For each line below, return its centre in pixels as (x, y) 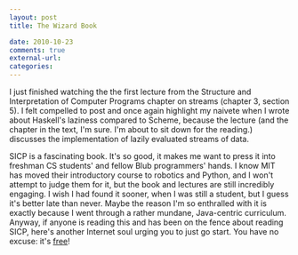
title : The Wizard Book (53, 26)
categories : (31, 67)
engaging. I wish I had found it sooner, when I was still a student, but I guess (149, 194)
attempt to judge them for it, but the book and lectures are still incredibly (142, 184)
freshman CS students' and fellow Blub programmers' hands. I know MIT (142, 166)
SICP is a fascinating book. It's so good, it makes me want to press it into (142, 156)
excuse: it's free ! (40, 241)
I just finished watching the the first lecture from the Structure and (130, 92)
